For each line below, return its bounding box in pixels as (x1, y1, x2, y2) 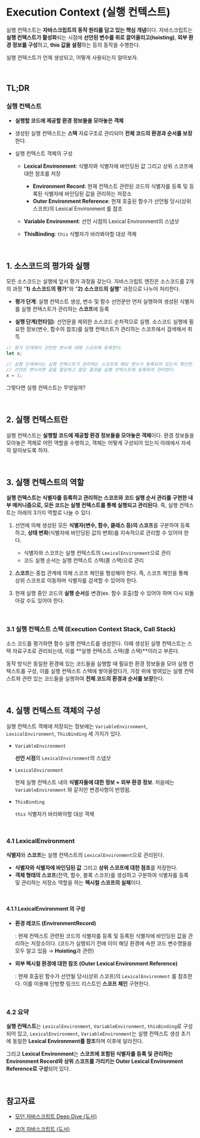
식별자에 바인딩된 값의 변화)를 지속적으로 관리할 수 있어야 (50, 529, 183, 536)
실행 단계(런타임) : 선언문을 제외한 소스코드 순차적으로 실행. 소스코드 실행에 (14, 318, 188, 325)
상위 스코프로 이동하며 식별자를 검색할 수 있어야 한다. (14, 577, 138, 584)
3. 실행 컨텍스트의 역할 (6, 477, 85, 488)
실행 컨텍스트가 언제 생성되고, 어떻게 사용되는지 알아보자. (6, 54, 139, 61)
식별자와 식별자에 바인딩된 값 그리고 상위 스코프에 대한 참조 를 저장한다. (14, 863, 178, 871)
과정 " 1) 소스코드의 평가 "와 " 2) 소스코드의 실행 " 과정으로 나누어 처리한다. (12, 285, 181, 292)
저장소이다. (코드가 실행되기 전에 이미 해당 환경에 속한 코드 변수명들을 (30, 940, 192, 947)
